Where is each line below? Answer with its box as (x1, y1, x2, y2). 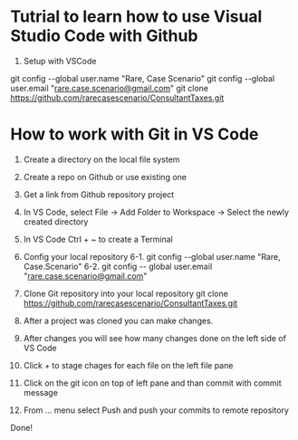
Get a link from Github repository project (23, 188, 175, 200)
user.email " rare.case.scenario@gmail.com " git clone (10, 82, 209, 93)
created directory (23, 215, 89, 227)
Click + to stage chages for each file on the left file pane (23, 359, 234, 370)
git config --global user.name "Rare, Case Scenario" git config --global (10, 72, 275, 83)
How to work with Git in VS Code (10, 124, 259, 145)
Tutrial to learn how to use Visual (10, 6, 263, 27)
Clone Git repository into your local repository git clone (23, 288, 229, 299)
